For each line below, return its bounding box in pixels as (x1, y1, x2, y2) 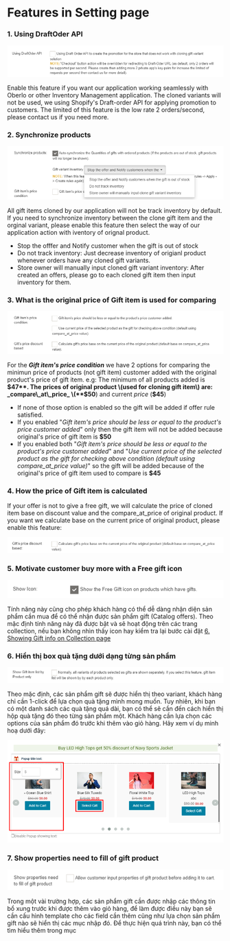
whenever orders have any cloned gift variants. (16, 256, 151, 264)
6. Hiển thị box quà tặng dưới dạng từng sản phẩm (7, 651, 176, 661)
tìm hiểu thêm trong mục (7, 927, 77, 935)
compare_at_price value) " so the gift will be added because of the (16, 461, 205, 469)
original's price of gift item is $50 (16, 432, 112, 441)
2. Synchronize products (7, 130, 91, 139)
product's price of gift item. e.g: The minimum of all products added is (7, 375, 205, 384)
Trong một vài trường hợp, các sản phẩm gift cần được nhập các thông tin (7, 897, 216, 905)
